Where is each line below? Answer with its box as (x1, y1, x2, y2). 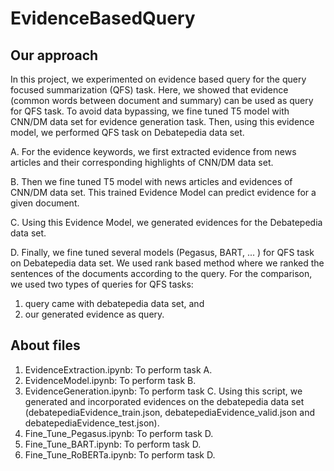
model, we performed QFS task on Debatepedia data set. (10, 127, 245, 138)
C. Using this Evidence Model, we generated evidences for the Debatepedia (10, 217, 323, 228)
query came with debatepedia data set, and (24, 298, 205, 309)
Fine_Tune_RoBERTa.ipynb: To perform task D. (24, 448, 216, 461)
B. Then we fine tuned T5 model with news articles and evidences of (10, 176, 293, 187)
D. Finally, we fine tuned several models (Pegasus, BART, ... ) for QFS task (10, 247, 315, 258)
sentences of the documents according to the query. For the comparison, (10, 268, 313, 279)
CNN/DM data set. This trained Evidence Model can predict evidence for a (10, 187, 317, 198)
